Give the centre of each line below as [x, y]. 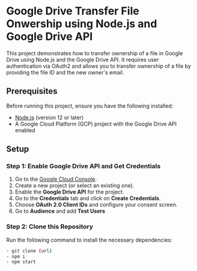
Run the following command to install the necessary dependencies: [89, 240]
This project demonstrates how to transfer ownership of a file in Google [95, 53]
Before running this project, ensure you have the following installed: [90, 106]
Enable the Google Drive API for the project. [69, 192]
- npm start [21, 262]
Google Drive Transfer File [73, 11]
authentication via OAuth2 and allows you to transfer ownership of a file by [98, 66]
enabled [25, 130]
